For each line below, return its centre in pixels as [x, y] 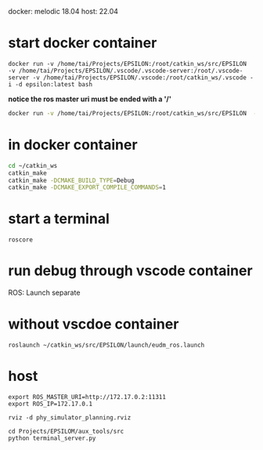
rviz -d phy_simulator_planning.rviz [70, 418]
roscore [21, 240]
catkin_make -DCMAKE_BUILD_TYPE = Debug [71, 180]
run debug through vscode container [130, 271]
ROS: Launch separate [44, 292]
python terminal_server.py [52, 438]
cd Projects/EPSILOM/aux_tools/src [66, 431]
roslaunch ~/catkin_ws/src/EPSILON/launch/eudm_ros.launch [106, 345]
